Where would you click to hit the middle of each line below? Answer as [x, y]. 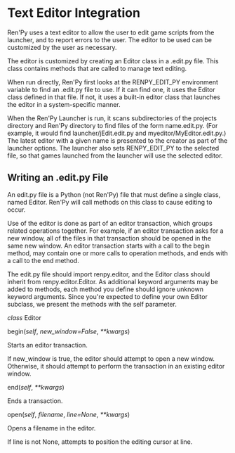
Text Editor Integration [74, 13]
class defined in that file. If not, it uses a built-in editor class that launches [114, 97]
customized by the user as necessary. [62, 47]
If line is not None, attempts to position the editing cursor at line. [100, 442]
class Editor [25, 317]
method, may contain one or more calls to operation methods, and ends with [117, 253]
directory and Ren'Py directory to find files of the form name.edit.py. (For [113, 125]
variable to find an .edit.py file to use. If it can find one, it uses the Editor [111, 89]
